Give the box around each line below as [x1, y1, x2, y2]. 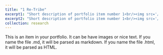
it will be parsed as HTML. [5, 44, 57, 50]
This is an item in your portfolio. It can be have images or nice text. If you [5, 34, 150, 40]
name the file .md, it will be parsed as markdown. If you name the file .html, [5, 39, 155, 45]
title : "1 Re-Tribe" [5, 7, 47, 12]
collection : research [5, 20, 49, 26]
